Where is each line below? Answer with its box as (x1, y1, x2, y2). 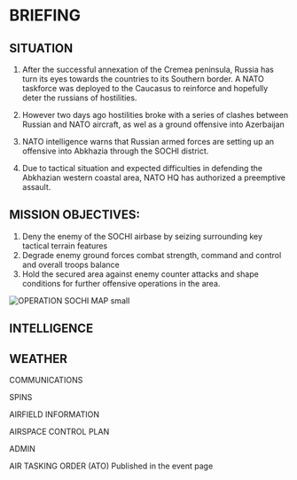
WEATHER (9, 351, 68, 366)
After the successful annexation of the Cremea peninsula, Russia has (21, 64, 275, 75)
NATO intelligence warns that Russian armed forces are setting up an (21, 137, 275, 146)
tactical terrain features (21, 240, 108, 251)
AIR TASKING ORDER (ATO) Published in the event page (9, 460, 214, 471)
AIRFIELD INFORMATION (9, 409, 100, 420)
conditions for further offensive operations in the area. (21, 278, 221, 288)
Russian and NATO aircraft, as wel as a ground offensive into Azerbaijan (21, 119, 285, 130)
